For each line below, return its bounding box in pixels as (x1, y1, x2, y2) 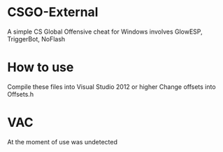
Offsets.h (7, 90, 34, 98)
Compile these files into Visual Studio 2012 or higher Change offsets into (7, 82, 216, 91)
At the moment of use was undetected (7, 137, 117, 146)
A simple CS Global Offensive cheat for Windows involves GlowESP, (7, 27, 203, 36)
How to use (7, 60, 74, 76)
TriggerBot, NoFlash (7, 34, 66, 43)
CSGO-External (7, 4, 99, 20)
